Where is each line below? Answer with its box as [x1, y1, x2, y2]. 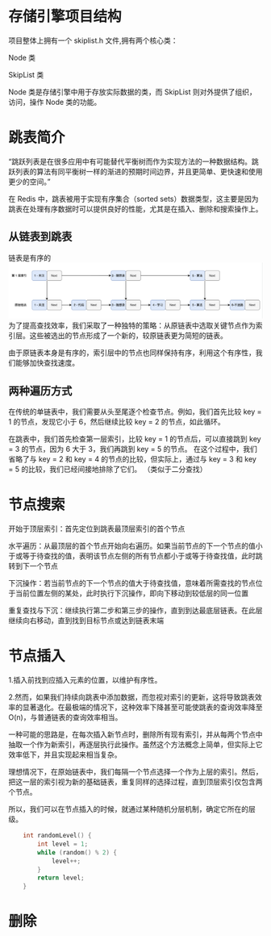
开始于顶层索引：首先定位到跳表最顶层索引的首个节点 [8, 524, 186, 533]
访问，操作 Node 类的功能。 [8, 97, 102, 107]
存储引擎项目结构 [8, 7, 123, 26]
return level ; [37, 874, 85, 882]
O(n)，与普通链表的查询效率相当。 [8, 712, 123, 722]
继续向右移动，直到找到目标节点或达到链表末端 [8, 616, 164, 625]
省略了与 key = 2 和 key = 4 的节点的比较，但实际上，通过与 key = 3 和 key [8, 454, 256, 464]
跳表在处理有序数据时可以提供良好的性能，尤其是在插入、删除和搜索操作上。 [8, 203, 263, 214]
